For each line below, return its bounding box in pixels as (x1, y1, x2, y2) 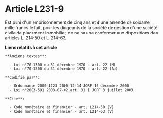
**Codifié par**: (5, 75, 40, 80)
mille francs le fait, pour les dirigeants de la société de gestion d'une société (5, 24, 158, 30)
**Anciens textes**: (5, 53, 47, 59)
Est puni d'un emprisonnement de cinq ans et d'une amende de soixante (5, 19, 150, 25)
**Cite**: (5, 96, 25, 101)
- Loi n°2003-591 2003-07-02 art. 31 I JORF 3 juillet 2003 (9, 87, 133, 93)
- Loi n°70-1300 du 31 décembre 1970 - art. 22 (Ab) (9, 67, 118, 71)
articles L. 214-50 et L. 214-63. (5, 35, 67, 41)
